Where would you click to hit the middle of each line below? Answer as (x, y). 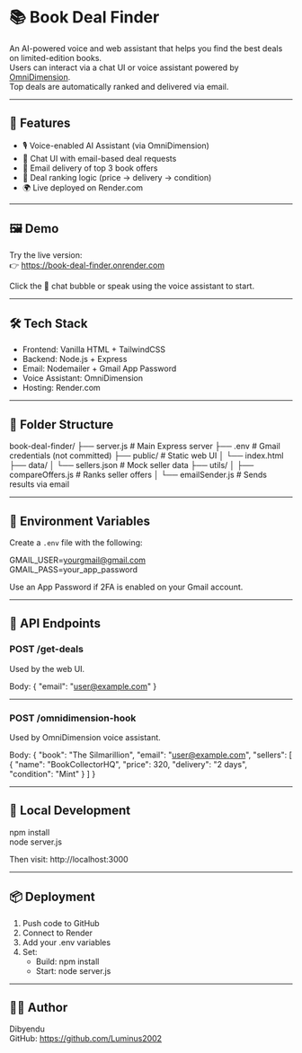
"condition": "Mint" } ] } (53, 774)
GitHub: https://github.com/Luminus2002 (86, 1039)
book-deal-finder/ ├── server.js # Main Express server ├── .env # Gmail (145, 447)
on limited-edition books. (55, 58)
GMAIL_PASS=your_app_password (73, 570)
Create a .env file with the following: (76, 543)
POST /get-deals (46, 650)
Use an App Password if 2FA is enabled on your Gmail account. (126, 587)
